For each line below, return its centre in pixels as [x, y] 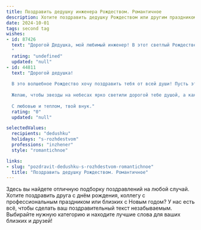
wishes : [16, 34]
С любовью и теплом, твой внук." [53, 106]
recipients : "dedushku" [41, 134]
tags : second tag [28, 28]
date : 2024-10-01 [28, 23]
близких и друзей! [29, 221]
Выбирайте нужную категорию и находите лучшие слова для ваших [93, 214]
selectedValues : [26, 128]
